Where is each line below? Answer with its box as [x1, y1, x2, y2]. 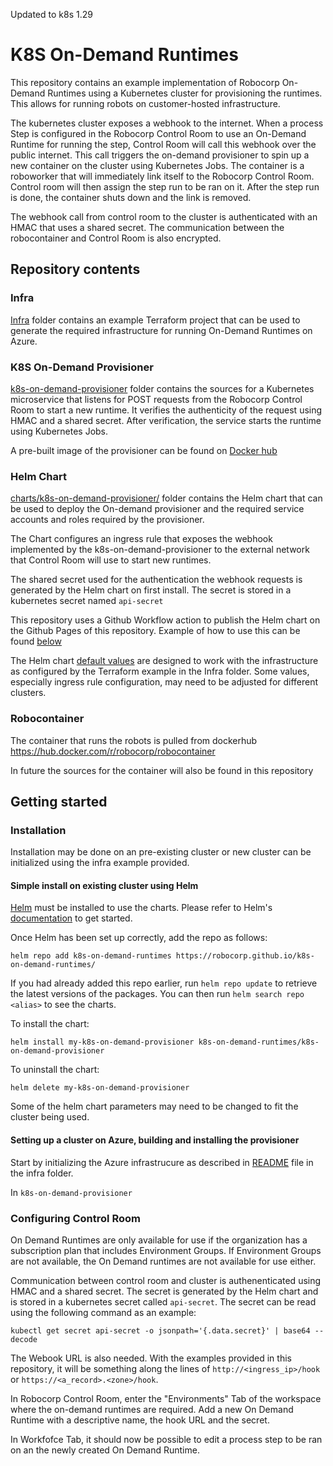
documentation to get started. [10, 912, 133, 924]
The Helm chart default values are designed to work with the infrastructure [10, 655, 319, 667]
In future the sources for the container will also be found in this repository [10, 764, 314, 776]
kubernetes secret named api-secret [10, 595, 164, 607]
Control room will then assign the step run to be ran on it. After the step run [10, 180, 320, 193]
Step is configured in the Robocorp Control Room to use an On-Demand [10, 127, 307, 139]
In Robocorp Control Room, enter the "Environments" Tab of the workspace [10, 1392, 322, 1404]
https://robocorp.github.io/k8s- [175, 951, 315, 961]
